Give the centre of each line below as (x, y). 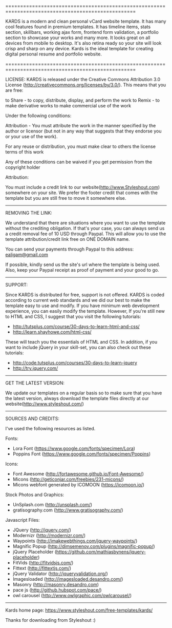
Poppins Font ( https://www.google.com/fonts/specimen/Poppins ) (82, 454)
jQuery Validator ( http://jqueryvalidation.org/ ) (60, 574)
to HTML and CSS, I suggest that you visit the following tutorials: (73, 317)
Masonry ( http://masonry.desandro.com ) (56, 584)
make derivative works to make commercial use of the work (68, 106)
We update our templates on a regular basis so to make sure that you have (84, 393)
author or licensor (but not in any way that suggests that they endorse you (83, 131)
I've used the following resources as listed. (50, 429)
